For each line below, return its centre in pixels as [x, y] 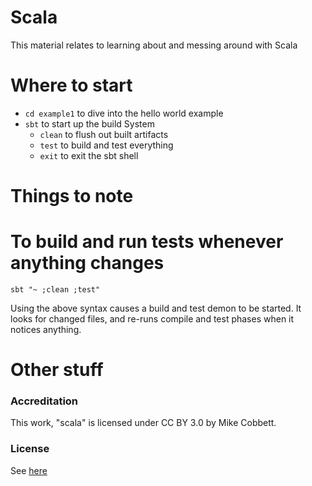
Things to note [72, 196]
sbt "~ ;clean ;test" [55, 290]
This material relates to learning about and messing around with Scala [154, 45]
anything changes [87, 263]
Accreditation [44, 401]
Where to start [71, 85]
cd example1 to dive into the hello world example [124, 113]
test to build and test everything [106, 145]
